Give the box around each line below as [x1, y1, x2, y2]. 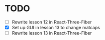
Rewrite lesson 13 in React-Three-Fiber [11, 30, 92, 36]
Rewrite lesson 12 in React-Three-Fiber [11, 19, 92, 25]
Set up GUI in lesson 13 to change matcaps [11, 25, 101, 30]
